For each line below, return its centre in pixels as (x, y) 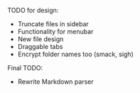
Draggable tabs (40, 46)
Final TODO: (25, 68)
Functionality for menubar (55, 32)
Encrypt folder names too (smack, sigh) (75, 54)
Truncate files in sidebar (53, 24)
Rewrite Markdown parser (55, 82)
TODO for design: (33, 10)
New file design (41, 39)
